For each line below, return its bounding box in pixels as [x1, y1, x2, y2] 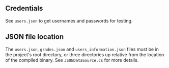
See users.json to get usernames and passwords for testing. [5, 17, 133, 24]
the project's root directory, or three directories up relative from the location [5, 51, 164, 58]
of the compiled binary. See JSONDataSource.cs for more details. [5, 57, 139, 63]
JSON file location [5, 33, 64, 41]
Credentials [5, 4, 43, 13]
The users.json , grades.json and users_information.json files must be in [5, 46, 159, 52]
